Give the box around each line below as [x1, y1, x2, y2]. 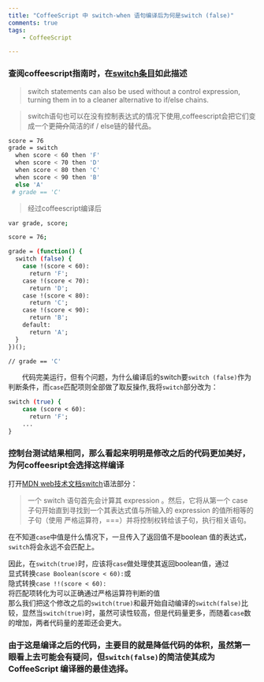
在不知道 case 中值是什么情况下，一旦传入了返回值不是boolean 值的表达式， [8, 532, 251, 541]
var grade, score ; [8, 219, 69, 227]
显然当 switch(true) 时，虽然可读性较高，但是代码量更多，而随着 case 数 [21, 609, 251, 618]
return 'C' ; [28, 299, 69, 307]
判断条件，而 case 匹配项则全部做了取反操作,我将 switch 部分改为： [8, 382, 218, 392]
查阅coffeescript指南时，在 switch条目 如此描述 [8, 68, 188, 79]
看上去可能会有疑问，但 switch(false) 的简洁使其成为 [16, 652, 215, 663]
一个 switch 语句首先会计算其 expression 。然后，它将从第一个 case [27, 496, 248, 505]
